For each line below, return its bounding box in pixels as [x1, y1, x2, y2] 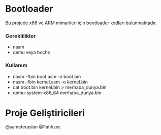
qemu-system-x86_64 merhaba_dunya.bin [12, 89, 102, 96]
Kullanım [5, 62, 28, 69]
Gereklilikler [5, 32, 36, 39]
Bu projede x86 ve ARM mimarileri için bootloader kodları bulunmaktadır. [5, 20, 157, 26]
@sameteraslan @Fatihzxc [5, 124, 61, 130]
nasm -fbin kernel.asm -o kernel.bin [12, 79, 88, 85]
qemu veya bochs [12, 49, 50, 56]
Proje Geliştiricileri [5, 107, 85, 119]
